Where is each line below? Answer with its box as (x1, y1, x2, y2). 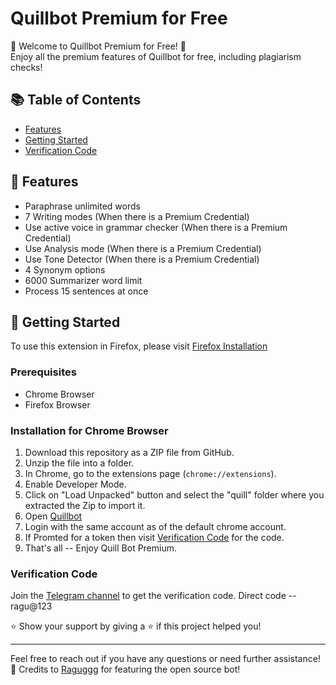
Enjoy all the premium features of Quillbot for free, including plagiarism (10, 50, 302, 62)
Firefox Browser (24, 398, 91, 411)
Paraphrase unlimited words (24, 200, 141, 212)
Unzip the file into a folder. (24, 457, 135, 469)
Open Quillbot (24, 510, 83, 522)
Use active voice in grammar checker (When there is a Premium (24, 221, 288, 233)
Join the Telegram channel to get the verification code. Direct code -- (10, 590, 297, 602)
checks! (10, 61, 43, 73)
